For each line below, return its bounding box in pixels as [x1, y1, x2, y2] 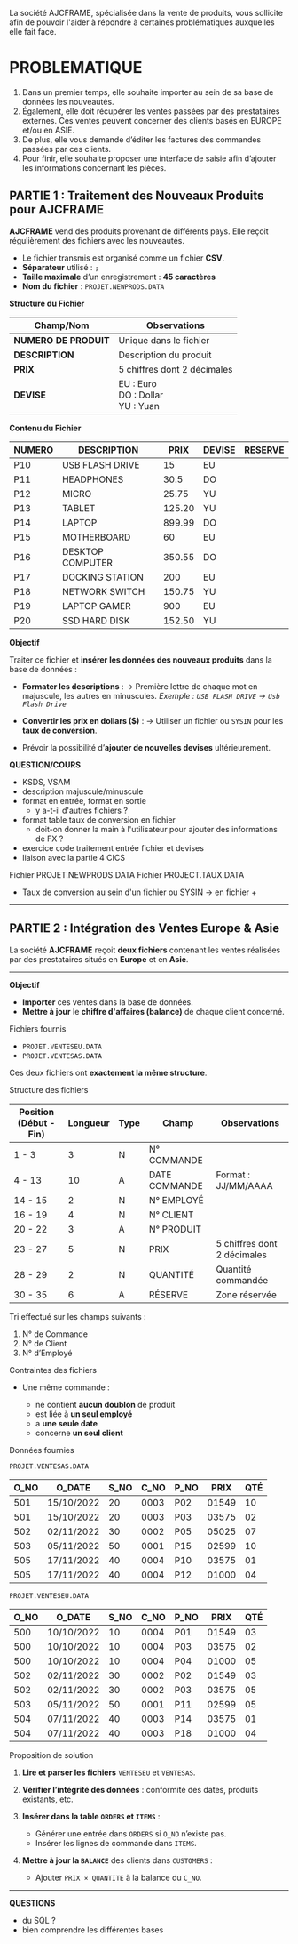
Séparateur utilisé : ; [21, 261, 99, 272]
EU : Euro [118, 377, 157, 390]
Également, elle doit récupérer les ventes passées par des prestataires [21, 106, 280, 116]
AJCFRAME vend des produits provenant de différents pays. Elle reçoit [9, 226, 269, 237]
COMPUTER [61, 556, 114, 568]
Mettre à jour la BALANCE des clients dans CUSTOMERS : [21, 1854, 213, 1866]
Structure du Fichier [9, 298, 85, 309]
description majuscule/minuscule [21, 786, 144, 797]
